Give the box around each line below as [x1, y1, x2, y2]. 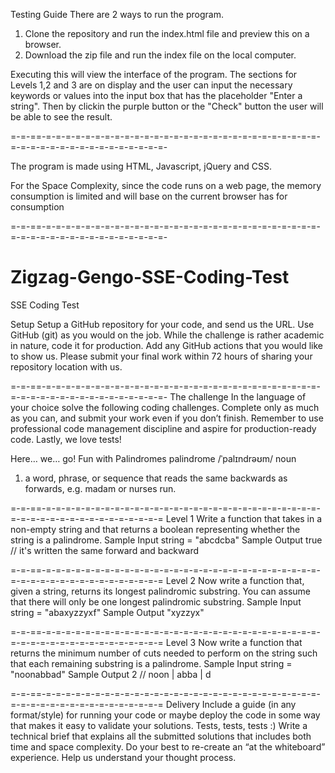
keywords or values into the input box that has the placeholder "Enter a [10, 90, 303, 101]
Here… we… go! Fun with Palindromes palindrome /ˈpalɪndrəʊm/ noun [10, 452, 297, 464]
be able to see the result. [10, 111, 113, 123]
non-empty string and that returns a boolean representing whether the [10, 523, 301, 535]
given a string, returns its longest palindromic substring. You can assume [10, 585, 311, 597]
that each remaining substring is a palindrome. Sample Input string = [10, 657, 293, 669]
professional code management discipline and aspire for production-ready [10, 422, 317, 434]
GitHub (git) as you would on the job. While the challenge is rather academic [10, 329, 325, 341]
